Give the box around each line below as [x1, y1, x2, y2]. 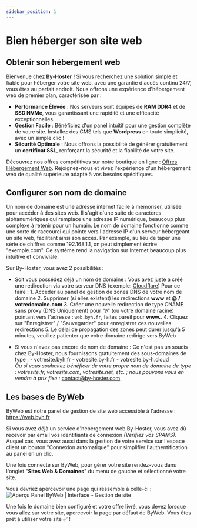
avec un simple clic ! [14, 134, 65, 141]
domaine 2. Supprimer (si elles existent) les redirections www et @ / [14, 295, 181, 302]
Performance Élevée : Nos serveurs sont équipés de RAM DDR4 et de [14, 103, 186, 110]
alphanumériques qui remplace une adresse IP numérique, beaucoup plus [6, 216, 185, 223]
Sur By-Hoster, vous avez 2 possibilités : [6, 265, 104, 272]
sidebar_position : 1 [6, 8, 57, 15]
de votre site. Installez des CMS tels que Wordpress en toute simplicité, [14, 128, 189, 135]
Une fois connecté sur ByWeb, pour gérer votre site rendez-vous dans [6, 462, 176, 469]
